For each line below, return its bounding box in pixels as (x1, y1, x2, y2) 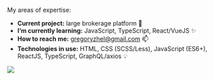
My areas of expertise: (7, 6, 71, 14)
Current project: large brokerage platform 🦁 (17, 19, 143, 27)
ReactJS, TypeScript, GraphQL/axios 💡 (17, 52, 128, 60)
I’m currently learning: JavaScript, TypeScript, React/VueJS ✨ (17, 27, 197, 34)
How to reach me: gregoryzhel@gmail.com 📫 (17, 34, 149, 43)
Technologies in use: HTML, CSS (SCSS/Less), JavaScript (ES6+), (17, 45, 208, 52)
